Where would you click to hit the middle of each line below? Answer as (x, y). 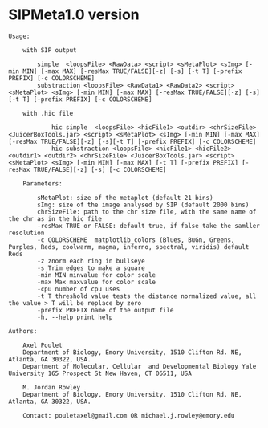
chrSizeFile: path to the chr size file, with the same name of (147, 212)
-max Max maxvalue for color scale (97, 282)
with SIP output (50, 50)
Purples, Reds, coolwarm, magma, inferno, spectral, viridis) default (129, 247)
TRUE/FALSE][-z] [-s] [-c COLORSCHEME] (100, 169)
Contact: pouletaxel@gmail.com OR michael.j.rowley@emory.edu (129, 415)
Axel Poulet (43, 345)
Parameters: (43, 183)
